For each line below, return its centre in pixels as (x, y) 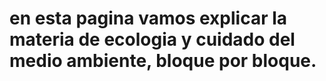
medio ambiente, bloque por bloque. (163, 61)
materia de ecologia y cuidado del (152, 39)
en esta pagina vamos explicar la (148, 18)
